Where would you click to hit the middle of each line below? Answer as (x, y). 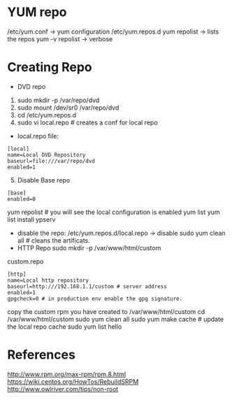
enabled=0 (22, 199)
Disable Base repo (44, 180)
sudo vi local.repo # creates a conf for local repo (88, 122)
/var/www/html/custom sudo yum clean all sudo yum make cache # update (116, 319)
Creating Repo (50, 67)
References (41, 355)
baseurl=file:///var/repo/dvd (51, 161)
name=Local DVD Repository (46, 155)
